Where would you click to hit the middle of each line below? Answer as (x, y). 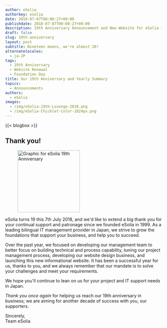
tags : (11, 61)
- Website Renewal (29, 70)
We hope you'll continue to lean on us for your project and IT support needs (83, 280)
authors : (14, 93)
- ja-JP (18, 56)
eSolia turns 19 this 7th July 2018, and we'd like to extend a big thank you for (83, 219)
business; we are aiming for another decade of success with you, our (76, 301)
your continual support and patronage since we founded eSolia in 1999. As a (83, 224)
